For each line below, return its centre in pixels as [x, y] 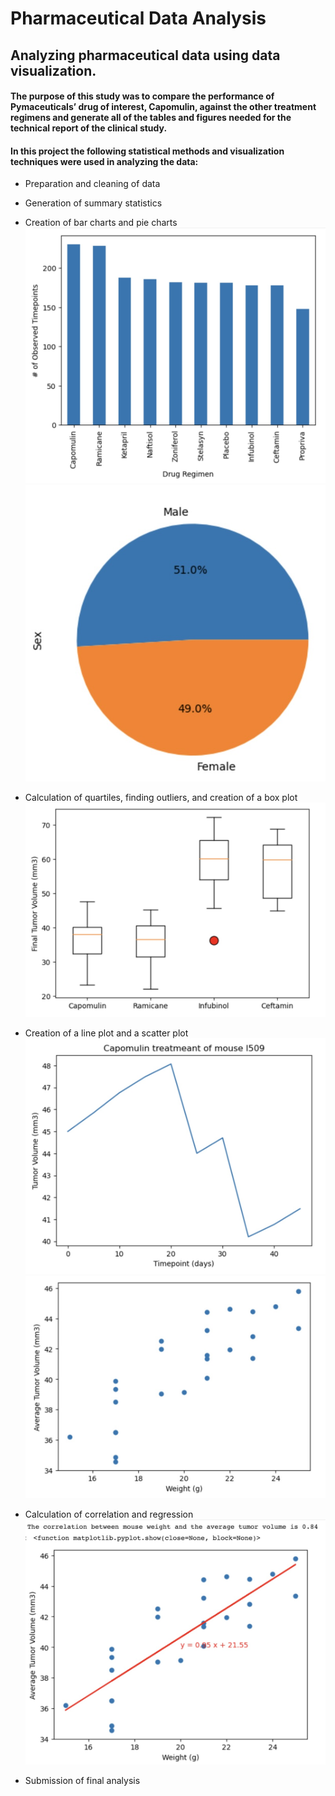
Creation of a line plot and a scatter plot [106, 1033]
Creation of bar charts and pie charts [101, 223]
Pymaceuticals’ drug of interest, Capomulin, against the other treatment [163, 107]
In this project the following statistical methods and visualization [147, 151]
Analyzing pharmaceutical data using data [145, 55]
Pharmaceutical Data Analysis [138, 18]
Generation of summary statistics [93, 203]
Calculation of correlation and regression [109, 1514]
